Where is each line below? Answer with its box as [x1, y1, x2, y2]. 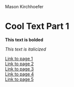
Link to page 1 [5, 55, 33, 61]
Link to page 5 [5, 76, 34, 82]
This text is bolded [5, 36, 43, 42]
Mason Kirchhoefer [5, 4, 44, 9]
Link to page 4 [5, 71, 34, 77]
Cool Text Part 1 [5, 21, 70, 32]
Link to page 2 [5, 61, 34, 67]
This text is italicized [5, 46, 46, 52]
